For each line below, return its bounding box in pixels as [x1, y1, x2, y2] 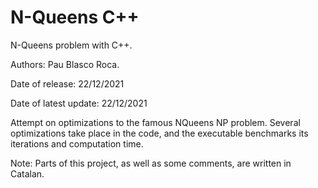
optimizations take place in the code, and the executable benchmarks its [10, 127, 309, 139]
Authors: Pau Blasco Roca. [10, 58, 120, 70]
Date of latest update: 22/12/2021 [10, 97, 148, 109]
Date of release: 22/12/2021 [10, 77, 125, 90]
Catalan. [10, 167, 45, 180]
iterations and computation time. [10, 137, 144, 150]
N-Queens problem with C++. [10, 39, 133, 51]
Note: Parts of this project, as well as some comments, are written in [10, 157, 292, 169]
